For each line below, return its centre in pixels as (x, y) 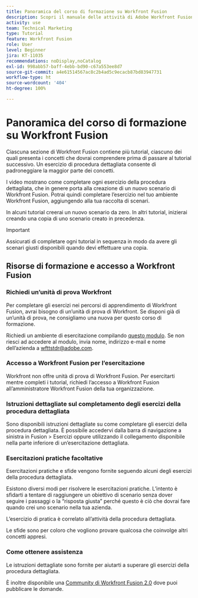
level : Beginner (26, 50)
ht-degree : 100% (26, 89)
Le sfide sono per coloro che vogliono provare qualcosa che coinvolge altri (97, 530)
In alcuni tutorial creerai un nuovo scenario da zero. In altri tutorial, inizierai (97, 212)
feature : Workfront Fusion (39, 39)
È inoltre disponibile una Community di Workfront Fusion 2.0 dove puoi (92, 583)
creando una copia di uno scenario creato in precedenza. (76, 218)
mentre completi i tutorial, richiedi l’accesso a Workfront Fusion (83, 382)
